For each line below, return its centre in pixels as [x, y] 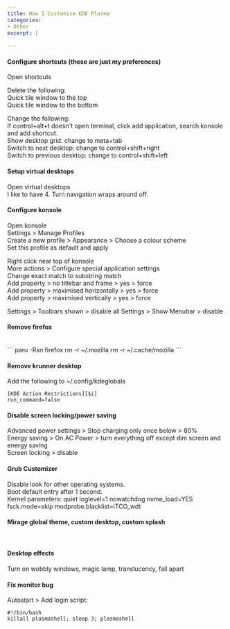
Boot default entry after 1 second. [55, 491]
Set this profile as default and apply [58, 248]
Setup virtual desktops [41, 171]
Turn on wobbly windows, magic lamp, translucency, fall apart [96, 569]
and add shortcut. [33, 133]
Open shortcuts [29, 77]
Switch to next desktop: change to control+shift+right [83, 148]
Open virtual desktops [39, 187]
